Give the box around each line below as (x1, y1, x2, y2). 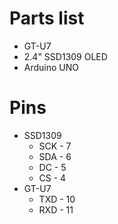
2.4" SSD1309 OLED (23, 50, 108, 62)
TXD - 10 (38, 193, 76, 205)
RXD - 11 (38, 203, 74, 216)
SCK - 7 (38, 140, 72, 152)
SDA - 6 (38, 150, 72, 162)
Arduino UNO (23, 61, 80, 73)
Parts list (9, 7, 85, 30)
